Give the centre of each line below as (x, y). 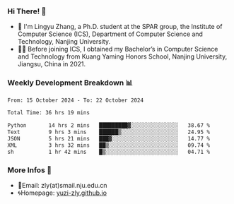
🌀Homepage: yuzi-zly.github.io (62, 193)
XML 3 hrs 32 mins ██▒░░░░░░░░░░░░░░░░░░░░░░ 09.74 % (109, 145)
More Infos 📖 (29, 170)
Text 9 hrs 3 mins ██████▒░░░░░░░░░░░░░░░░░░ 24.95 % (109, 132)
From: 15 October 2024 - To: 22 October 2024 (75, 100)
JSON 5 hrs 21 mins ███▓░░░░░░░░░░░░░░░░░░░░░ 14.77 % (109, 139)
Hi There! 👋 (27, 11)
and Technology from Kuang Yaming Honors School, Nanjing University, (122, 56)
